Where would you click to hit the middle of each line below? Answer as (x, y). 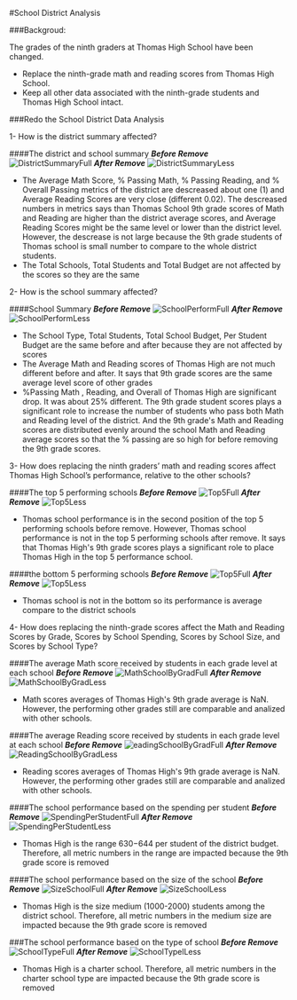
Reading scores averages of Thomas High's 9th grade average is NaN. (151, 772)
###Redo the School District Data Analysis (87, 119)
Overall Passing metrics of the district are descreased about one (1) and (153, 189)
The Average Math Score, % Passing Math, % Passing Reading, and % (151, 180)
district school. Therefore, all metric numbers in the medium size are (147, 916)
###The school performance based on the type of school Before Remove (144, 942)
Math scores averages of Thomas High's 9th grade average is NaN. (145, 699)
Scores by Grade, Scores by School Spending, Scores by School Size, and (145, 637)
